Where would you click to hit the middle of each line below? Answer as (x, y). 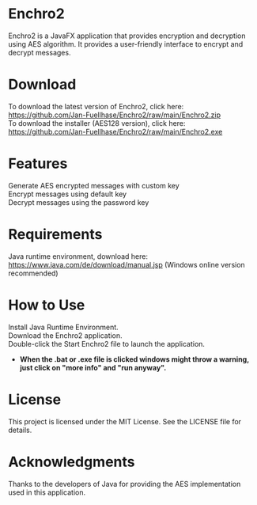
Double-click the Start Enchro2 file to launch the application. (107, 344)
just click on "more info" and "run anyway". (93, 367)
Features (38, 164)
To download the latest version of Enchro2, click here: (96, 106)
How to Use (47, 305)
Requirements (55, 234)
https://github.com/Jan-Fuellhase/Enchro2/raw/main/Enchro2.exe (115, 131)
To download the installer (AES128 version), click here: (97, 123)
